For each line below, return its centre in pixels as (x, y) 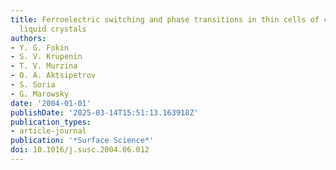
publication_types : (51, 122)
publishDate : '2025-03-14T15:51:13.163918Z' (104, 112)
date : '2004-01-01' (51, 103)
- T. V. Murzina (44, 66)
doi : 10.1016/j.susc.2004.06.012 (80, 150)
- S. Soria (33, 85)
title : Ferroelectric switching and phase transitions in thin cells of (165, 19)
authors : (28, 38)
